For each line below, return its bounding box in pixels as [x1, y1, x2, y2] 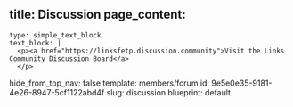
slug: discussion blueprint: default [106, 86, 232, 97]
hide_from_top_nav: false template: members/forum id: [9, 78, 210, 88]
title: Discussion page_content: [9, 7, 186, 22]
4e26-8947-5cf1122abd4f [9, 86, 105, 97]
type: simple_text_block [9, 30, 102, 39]
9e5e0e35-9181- [211, 78, 273, 88]
